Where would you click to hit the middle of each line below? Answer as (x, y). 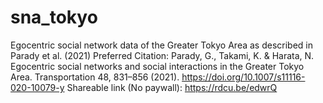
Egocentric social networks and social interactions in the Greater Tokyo (157, 66)
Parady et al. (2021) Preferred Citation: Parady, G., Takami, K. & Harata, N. (162, 55)
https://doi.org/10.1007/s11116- (243, 77)
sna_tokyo (54, 17)
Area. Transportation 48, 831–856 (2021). (95, 77)
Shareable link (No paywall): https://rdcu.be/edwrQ (172, 87)
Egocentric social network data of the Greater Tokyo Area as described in (161, 45)
